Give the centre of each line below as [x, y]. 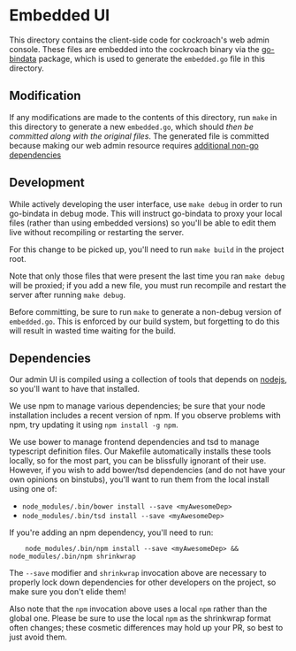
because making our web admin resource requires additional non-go [134, 145]
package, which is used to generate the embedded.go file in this [152, 58]
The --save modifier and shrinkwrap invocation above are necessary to [138, 573]
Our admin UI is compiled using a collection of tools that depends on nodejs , [148, 379]
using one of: [33, 489]
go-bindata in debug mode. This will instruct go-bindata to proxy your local [146, 213]
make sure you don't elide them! [68, 592]
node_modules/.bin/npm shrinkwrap [73, 557]
